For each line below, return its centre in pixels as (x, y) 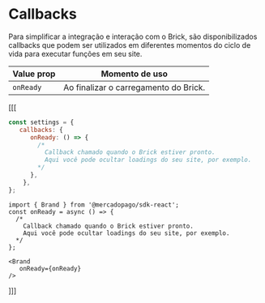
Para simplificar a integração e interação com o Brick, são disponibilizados (133, 36)
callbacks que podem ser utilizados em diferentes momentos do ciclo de (130, 45)
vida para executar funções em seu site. (75, 53)
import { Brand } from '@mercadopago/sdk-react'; (94, 205)
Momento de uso (134, 74)
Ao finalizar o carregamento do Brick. (135, 87)
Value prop (34, 74)
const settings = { (41, 122)
